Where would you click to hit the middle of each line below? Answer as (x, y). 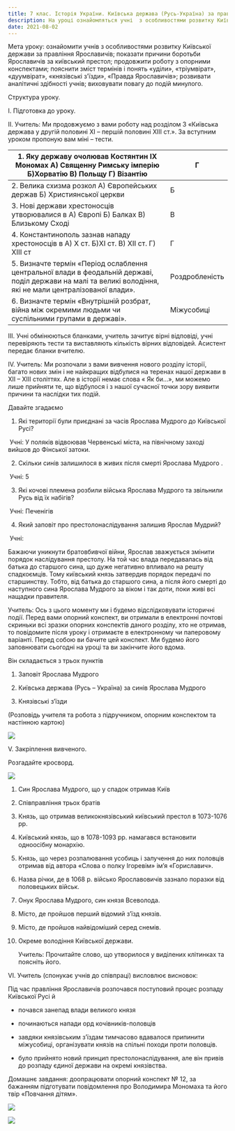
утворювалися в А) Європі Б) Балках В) (78, 215)
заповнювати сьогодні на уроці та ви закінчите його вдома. (97, 647)
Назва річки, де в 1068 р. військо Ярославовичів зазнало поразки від (121, 879)
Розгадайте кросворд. (41, 762)
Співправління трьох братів (59, 803)
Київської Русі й (32, 997)
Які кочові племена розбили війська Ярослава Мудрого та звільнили (120, 490)
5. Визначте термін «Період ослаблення (80, 264)
